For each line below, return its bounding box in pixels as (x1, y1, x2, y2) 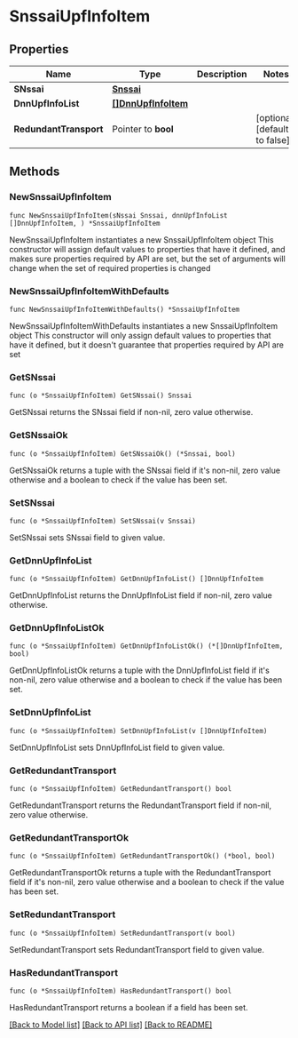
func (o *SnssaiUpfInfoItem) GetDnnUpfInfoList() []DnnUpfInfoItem (9, 575, 264, 584)
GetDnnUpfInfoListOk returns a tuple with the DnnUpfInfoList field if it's (9, 665, 271, 676)
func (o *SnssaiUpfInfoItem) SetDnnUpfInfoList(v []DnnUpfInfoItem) (9, 726, 268, 735)
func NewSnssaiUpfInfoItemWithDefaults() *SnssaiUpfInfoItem (9, 305, 240, 314)
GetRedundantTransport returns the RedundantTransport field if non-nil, (9, 800, 272, 810)
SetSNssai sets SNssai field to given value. (9, 531, 166, 543)
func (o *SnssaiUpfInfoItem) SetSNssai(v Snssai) (9, 516, 197, 525)
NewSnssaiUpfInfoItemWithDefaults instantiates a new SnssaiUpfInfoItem (9, 320, 278, 331)
